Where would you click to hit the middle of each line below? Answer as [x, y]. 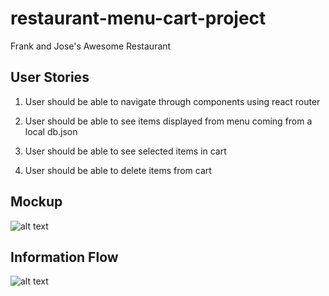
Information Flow [64, 257]
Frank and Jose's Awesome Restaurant [91, 46]
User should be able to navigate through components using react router [172, 101]
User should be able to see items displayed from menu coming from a [168, 121]
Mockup [36, 202]
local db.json [51, 131]
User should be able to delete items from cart [118, 170]
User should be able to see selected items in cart [125, 151]
